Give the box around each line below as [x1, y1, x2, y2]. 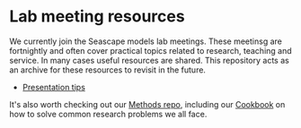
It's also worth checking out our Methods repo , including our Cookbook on [9, 98, 286, 109]
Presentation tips [22, 81, 85, 92]
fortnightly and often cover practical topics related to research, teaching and [9, 45, 292, 55]
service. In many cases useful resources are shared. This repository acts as [9, 55, 289, 65]
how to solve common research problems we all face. [9, 108, 208, 119]
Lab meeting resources [9, 6, 186, 27]
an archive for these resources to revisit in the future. [9, 64, 207, 75]
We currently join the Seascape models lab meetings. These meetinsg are [9, 36, 283, 47]
